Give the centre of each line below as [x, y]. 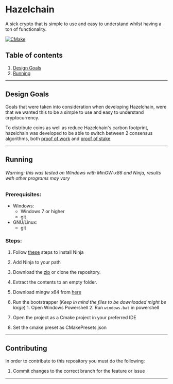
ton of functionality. [26, 29]
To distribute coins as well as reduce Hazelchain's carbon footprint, [77, 128]
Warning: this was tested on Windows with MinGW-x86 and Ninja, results [83, 172]
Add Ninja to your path [37, 262]
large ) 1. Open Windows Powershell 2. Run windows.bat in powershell [86, 307]
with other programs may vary [38, 178]
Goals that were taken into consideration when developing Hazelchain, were [86, 107]
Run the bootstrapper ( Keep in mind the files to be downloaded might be [89, 302]
